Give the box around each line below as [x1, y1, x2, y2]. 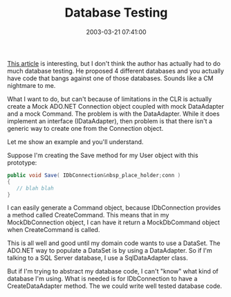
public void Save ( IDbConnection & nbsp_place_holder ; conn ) [7, 172, 181, 179]
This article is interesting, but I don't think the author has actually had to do [7, 59, 221, 67]
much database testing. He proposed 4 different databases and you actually [7, 66, 225, 75]
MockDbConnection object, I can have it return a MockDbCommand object [7, 218, 220, 226]
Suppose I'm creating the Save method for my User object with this [7, 151, 198, 159]
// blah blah [16, 185, 54, 192]
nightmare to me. [7, 81, 56, 89]
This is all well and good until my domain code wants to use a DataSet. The [7, 239, 221, 247]
